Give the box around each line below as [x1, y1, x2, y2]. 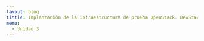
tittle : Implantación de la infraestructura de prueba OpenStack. [6, 14, 178, 20]
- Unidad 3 [12, 25, 39, 32]
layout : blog [6, 8, 39, 15]
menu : [6, 20, 20, 26]
